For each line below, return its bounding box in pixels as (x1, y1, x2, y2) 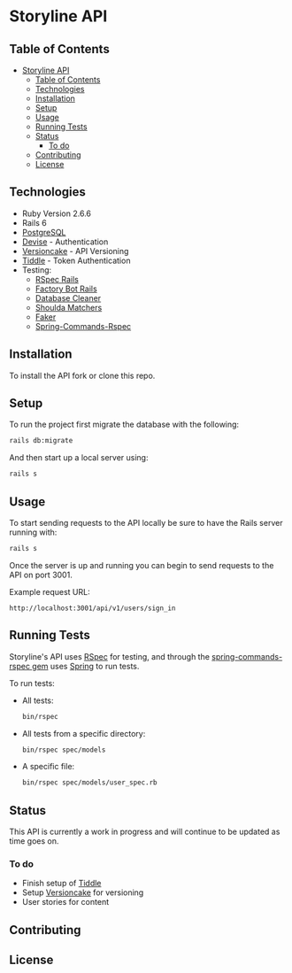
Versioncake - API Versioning (21, 245, 129, 256)
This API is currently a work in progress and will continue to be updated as (9, 826, 280, 838)
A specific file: (21, 761, 75, 772)
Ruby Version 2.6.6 (21, 208, 91, 219)
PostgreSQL (21, 227, 66, 237)
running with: (9, 527, 58, 537)
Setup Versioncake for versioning (21, 887, 144, 898)
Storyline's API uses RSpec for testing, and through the (9, 651, 211, 661)
